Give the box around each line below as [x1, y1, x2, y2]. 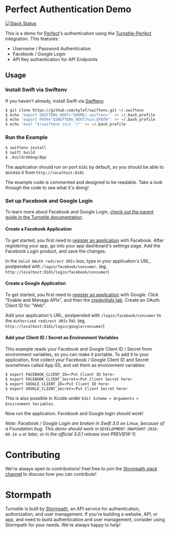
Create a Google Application [5, 280, 66, 287]
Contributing [5, 449, 60, 460]
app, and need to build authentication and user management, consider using [5, 517, 165, 523]
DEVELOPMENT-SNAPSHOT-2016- [99, 427, 159, 432]
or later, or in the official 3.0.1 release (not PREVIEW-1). [22, 431, 137, 437]
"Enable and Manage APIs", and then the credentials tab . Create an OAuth [5, 297, 160, 303]
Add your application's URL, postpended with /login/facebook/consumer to [5, 312, 161, 318]
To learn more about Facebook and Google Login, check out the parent [5, 209, 154, 215]
